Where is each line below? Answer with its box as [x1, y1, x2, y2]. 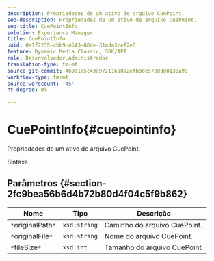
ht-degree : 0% [7, 86, 48, 93]
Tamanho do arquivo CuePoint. [104, 243, 204, 252]
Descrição [136, 208, 171, 218]
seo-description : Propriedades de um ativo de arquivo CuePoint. [7, 16, 197, 23]
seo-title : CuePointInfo [7, 23, 78, 29]
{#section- [59, 177, 107, 189]
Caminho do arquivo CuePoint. [104, 220, 203, 229]
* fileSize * [10, 243, 42, 252]
